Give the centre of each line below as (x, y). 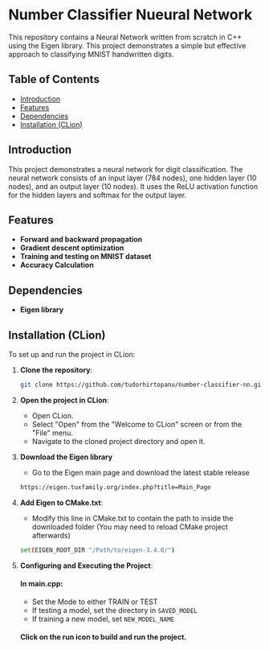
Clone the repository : (56, 370)
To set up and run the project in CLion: (72, 354)
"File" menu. (53, 433)
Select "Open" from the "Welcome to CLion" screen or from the (137, 424)
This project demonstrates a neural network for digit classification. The (126, 169)
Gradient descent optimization (72, 248)
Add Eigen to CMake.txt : (61, 502)
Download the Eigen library (66, 457)
